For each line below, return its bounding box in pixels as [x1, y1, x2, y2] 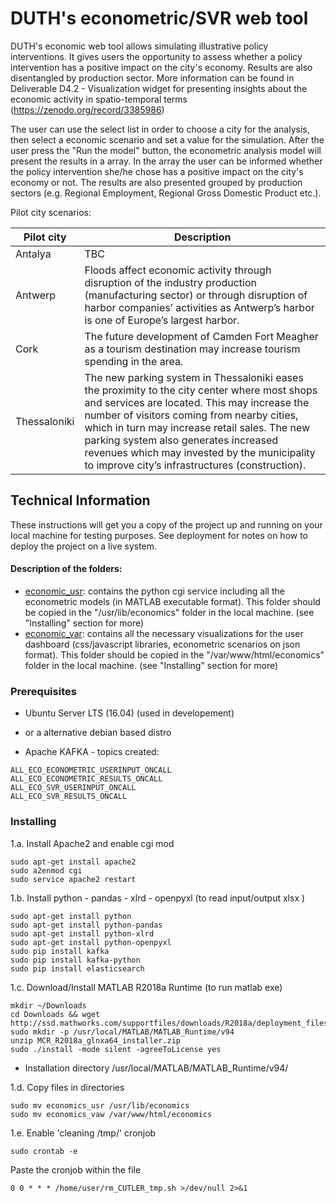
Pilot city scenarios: [10, 206, 92, 218]
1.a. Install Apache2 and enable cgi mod [10, 837, 175, 849]
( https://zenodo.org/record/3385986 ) [10, 103, 165, 116]
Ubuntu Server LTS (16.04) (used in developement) [24, 707, 235, 719]
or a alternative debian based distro [24, 727, 172, 739]
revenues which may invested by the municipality [84, 445, 316, 459]
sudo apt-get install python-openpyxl [10, 937, 172, 947]
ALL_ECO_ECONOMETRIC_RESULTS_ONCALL [10, 774, 163, 784]
